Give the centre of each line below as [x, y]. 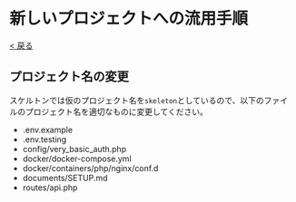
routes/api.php [50, 188]
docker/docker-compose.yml [77, 159]
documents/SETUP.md [65, 178]
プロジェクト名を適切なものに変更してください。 [117, 111]
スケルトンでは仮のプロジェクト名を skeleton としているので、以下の [137, 100]
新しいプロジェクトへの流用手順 [129, 19]
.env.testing [44, 139]
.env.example [48, 130]
